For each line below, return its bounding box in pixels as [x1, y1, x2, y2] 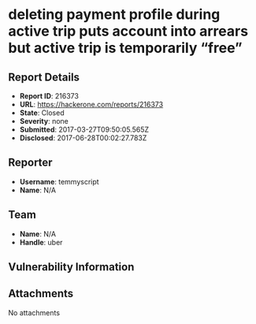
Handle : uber [19, 237, 63, 247]
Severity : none [19, 117, 69, 125]
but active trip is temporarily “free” [8, 39, 243, 57]
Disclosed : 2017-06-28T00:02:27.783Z [19, 133, 147, 143]
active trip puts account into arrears [8, 22, 249, 40]
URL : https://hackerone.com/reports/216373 [19, 100, 164, 109]
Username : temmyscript [19, 177, 100, 186]
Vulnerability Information [8, 260, 135, 274]
